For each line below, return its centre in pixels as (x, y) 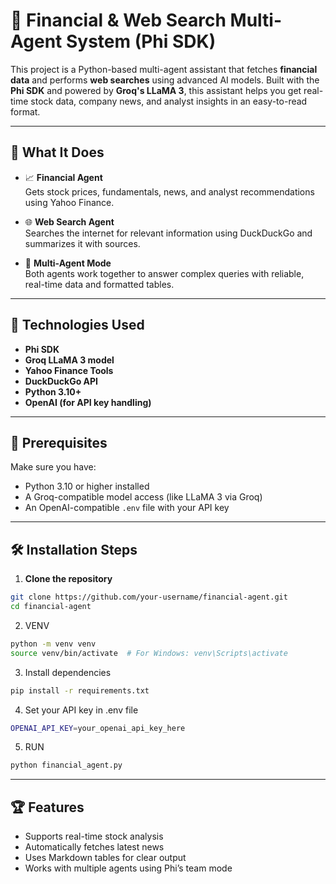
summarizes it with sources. (82, 243)
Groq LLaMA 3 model (69, 360)
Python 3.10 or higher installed (87, 486)
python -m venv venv (53, 644)
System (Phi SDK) (141, 41)
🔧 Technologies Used (77, 325)
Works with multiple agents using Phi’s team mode (128, 868)
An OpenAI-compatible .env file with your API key (127, 508)
